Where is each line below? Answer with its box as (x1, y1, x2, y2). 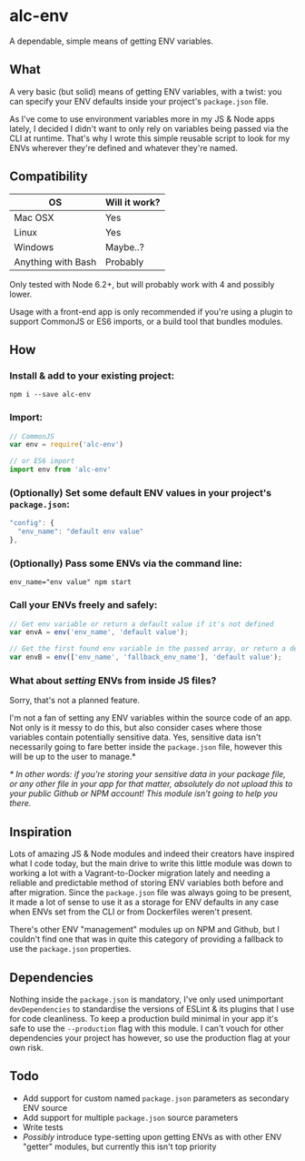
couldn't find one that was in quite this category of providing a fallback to (9, 934, 284, 944)
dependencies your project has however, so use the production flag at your (9, 1032, 291, 1043)
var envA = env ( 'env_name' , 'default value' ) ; (9, 628, 189, 637)
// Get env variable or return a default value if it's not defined (9, 620, 274, 629)
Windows (14, 240, 54, 253)
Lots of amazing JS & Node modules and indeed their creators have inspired (9, 848, 295, 860)
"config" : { (9, 519, 54, 528)
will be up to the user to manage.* (9, 752, 136, 762)
